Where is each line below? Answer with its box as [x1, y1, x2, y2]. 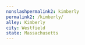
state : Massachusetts [6, 30, 59, 36]
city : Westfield [6, 25, 45, 31]
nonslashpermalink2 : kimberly [6, 8, 80, 15]
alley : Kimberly [6, 19, 45, 25]
